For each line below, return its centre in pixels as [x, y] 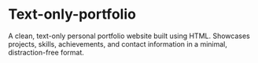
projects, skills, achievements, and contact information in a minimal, [118, 44]
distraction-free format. [46, 52]
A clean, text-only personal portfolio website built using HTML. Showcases [129, 36]
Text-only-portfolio [72, 14]
